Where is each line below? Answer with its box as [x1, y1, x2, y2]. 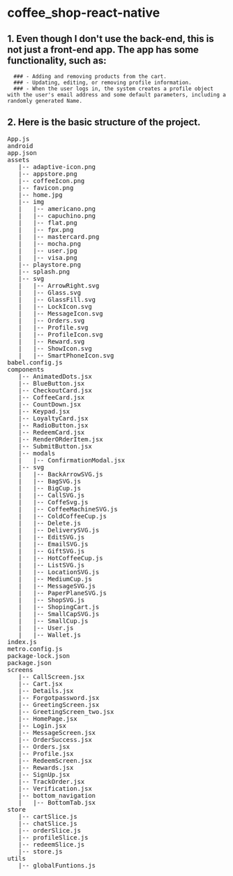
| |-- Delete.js [18, 519, 82, 527]
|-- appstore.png [18, 170, 78, 177]
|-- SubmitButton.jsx [18, 442, 92, 450]
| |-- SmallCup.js [18, 617, 89, 625]
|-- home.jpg [18, 191, 63, 198]
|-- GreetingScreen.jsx [18, 701, 100, 708]
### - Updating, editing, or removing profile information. [13, 79, 192, 86]
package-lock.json [7, 652, 70, 659]
